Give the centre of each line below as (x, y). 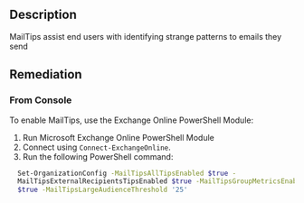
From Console (41, 100)
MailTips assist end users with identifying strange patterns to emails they (146, 36)
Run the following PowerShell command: (98, 156)
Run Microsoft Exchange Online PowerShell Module (118, 137)
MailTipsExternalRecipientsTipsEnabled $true (105, 181)
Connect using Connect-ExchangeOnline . (97, 147)
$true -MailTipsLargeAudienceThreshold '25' (103, 190)
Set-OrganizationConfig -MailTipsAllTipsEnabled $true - (127, 173)
